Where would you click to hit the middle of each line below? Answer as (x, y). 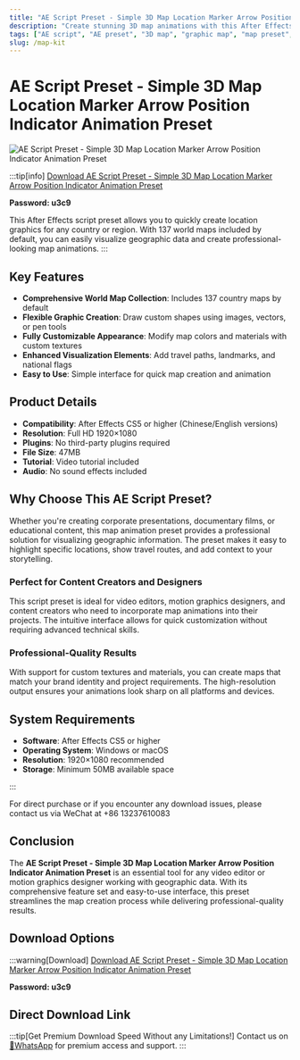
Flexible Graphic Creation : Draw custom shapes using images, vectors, (154, 317)
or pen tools (44, 326)
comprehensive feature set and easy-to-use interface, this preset (129, 891)
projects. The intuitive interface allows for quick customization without (138, 620)
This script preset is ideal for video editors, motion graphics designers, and (147, 601)
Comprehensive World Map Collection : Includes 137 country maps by (152, 298)
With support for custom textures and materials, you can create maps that (145, 672)
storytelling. (31, 558)
